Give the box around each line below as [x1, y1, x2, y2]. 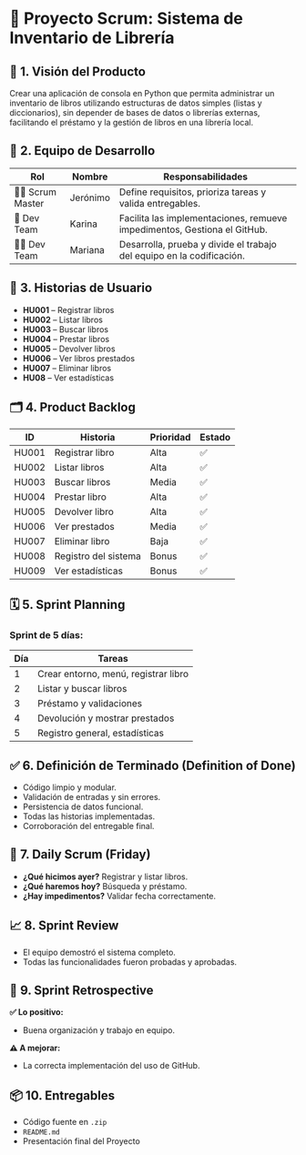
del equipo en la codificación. [118, 249, 246, 262]
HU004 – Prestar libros [22, 333, 110, 344]
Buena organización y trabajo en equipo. [22, 1025, 176, 1036]
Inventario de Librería [9, 27, 175, 48]
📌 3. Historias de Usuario [9, 280, 153, 296]
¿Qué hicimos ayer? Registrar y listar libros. [22, 871, 189, 882]
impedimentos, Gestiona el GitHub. [118, 223, 269, 236]
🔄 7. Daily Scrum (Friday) [9, 846, 151, 863]
